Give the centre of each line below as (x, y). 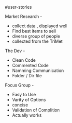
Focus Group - (19, 85)
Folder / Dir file (27, 76)
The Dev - (15, 51)
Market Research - (24, 16)
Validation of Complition (36, 110)
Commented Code (30, 65)
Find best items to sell (34, 31)
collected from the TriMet (37, 41)
